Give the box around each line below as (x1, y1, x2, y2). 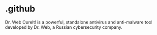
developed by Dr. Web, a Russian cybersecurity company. (5, 24, 123, 30)
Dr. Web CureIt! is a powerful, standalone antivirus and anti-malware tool (5, 19, 153, 25)
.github (5, 3, 35, 14)
